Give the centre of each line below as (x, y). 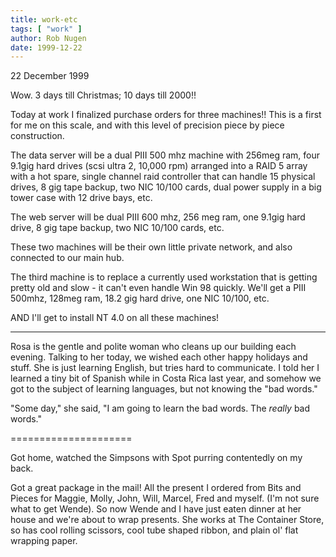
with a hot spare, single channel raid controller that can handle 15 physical (163, 177)
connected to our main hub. (67, 258)
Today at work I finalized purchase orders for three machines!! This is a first (166, 115)
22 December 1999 (50, 76)
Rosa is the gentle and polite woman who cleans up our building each (153, 347)
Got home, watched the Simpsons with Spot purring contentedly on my (156, 458)
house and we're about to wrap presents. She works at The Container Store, (167, 520)
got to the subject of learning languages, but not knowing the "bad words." (164, 389)
